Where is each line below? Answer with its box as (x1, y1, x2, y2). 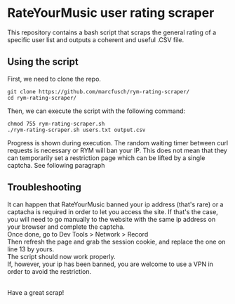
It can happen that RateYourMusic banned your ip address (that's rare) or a (7, 200, 224, 209)
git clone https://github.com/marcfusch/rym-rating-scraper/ (7, 88, 190, 95)
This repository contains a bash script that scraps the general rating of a (7, 28, 217, 37)
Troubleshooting (7, 181, 82, 194)
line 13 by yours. (7, 244, 55, 253)
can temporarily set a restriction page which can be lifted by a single (7, 153, 206, 162)
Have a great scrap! (7, 288, 65, 296)
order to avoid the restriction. (7, 267, 92, 275)
